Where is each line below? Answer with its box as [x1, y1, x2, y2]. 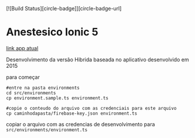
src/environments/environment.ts [6, 127, 88, 133]
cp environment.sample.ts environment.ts [6, 95, 109, 101]
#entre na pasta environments [6, 85, 80, 91]
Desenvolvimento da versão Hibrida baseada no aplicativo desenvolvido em [6, 56, 189, 63]
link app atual [6, 44, 39, 51]
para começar [6, 73, 40, 81]
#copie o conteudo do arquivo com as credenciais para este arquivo [6, 105, 177, 111]
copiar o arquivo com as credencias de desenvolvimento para [6, 120, 155, 127]
